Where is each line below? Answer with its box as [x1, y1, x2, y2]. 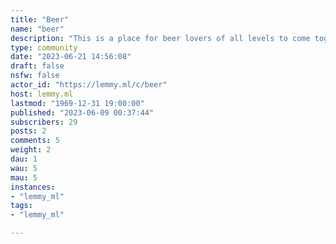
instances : [10, 182, 56, 192]
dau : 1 [10, 154, 38, 164]
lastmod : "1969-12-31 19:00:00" [10, 98, 145, 108]
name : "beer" [10, 24, 65, 34]
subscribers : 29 [10, 117, 78, 127]
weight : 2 [10, 145, 52, 155]
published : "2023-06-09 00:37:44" [10, 107, 155, 118]
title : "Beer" [10, 14, 70, 25]
